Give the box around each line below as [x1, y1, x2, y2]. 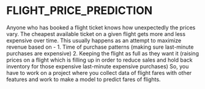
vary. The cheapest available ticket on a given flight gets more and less [6, 30, 185, 37]
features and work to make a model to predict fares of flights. [6, 76, 161, 83]
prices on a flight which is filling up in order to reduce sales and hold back [6, 56, 193, 63]
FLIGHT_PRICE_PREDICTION [6, 4, 153, 18]
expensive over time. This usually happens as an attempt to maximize [6, 37, 182, 44]
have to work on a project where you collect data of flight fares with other [6, 69, 192, 76]
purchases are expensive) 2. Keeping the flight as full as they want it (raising [6, 49, 199, 57]
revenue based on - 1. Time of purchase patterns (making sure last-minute [6, 43, 194, 51]
